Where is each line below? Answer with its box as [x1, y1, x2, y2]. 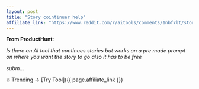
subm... [6, 65, 25, 72]
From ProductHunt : [6, 36, 54, 43]
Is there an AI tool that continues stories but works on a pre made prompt [6, 47, 186, 54]
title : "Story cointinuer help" [6, 14, 86, 20]
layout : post [6, 8, 38, 15]
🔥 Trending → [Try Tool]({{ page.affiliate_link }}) [6, 76, 123, 83]
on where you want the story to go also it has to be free [6, 54, 142, 61]
